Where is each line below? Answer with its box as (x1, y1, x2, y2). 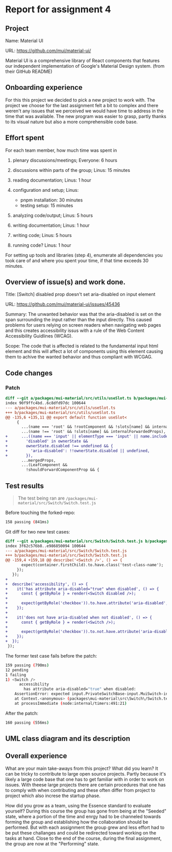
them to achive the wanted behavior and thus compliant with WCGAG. (5, 354, 153, 360)
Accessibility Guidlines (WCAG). (5, 333, 73, 339)
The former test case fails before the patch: (5, 652, 97, 659)
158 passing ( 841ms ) (5, 519, 50, 524)
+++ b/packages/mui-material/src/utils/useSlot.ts (5, 410, 116, 415)
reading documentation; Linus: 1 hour (12, 177, 92, 183)
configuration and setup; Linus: (12, 187, 79, 193)
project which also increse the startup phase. (5, 792, 101, 799)
